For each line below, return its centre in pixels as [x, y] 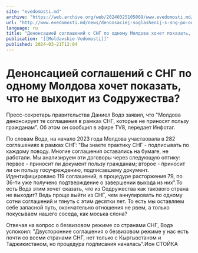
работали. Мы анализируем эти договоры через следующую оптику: [93, 157]
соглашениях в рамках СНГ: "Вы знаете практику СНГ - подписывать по [98, 145]
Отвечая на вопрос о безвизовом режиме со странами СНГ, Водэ [90, 225]
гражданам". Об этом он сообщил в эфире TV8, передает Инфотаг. [91, 127]
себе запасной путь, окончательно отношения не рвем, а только [88, 207]
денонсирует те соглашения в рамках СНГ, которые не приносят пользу [98, 121]
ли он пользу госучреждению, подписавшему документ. [77, 170]
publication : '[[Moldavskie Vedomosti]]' [58, 39]
